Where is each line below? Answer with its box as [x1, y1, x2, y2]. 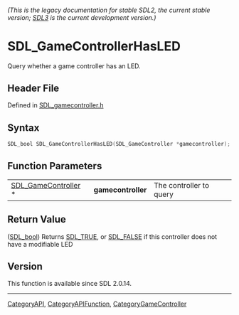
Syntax [7, 122, 40, 134]
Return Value [7, 213, 66, 225]
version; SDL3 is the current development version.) [7, 13, 156, 21]
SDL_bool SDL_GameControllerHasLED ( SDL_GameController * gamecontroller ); [7, 141, 231, 148]
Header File [7, 82, 60, 94]
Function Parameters [7, 160, 102, 172]
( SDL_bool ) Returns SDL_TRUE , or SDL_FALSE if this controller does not [7, 232, 218, 241]
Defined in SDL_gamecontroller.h [7, 101, 104, 110]
